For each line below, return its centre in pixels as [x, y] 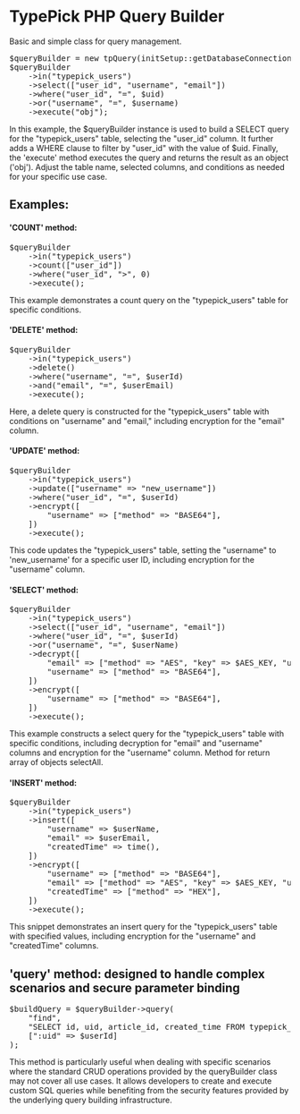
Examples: [39, 204]
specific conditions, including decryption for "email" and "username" [136, 744]
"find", [45, 1018]
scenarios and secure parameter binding [125, 987]
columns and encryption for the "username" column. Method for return [140, 753]
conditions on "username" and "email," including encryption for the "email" [147, 421]
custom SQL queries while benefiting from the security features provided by [149, 1091]
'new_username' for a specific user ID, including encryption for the [132, 559]
